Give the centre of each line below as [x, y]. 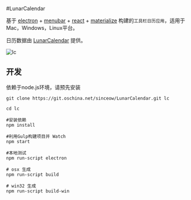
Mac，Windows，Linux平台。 [42, 28]
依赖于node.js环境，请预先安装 [43, 87]
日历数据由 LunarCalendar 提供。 [46, 40]
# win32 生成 [21, 186]
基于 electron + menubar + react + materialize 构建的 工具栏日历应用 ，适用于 [96, 21]
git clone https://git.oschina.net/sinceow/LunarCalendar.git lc [88, 98]
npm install [21, 125]
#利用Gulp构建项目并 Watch [36, 136]
